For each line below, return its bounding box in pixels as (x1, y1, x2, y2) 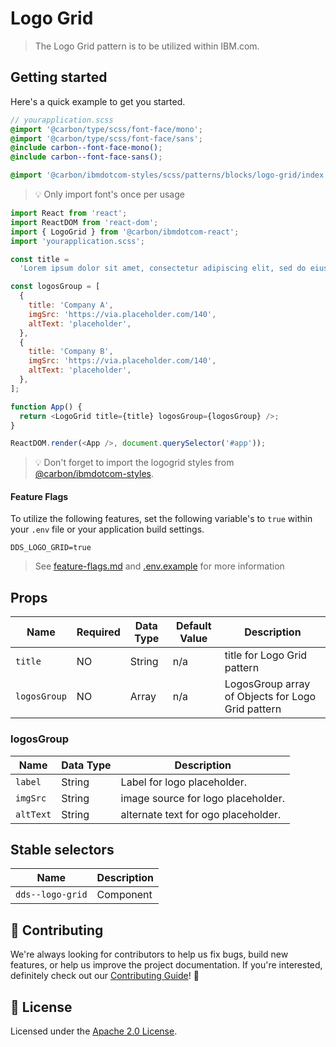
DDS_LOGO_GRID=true (10, 543, 92, 553)
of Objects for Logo (224, 690, 317, 704)
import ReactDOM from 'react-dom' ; (10, 217, 159, 227)
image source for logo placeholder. (120, 791, 285, 805)
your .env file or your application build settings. (10, 523, 205, 536)
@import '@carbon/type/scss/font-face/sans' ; (10, 133, 203, 144)
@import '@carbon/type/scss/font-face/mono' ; (10, 124, 203, 134)
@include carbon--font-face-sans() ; (10, 152, 163, 162)
